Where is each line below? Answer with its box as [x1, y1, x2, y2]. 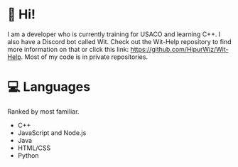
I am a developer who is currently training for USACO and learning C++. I [7, 30, 221, 38]
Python [17, 151, 39, 159]
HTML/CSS [17, 144, 51, 152]
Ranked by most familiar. [7, 107, 80, 116]
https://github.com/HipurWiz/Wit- [130, 45, 229, 53]
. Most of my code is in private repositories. [21, 53, 148, 61]
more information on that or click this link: [7, 45, 129, 53]
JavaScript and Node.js [17, 128, 87, 137]
